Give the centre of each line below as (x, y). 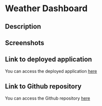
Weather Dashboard (46, 9)
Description (23, 26)
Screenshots (25, 43)
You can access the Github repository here (48, 98)
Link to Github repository (43, 86)
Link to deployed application (49, 60)
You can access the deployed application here (51, 71)
